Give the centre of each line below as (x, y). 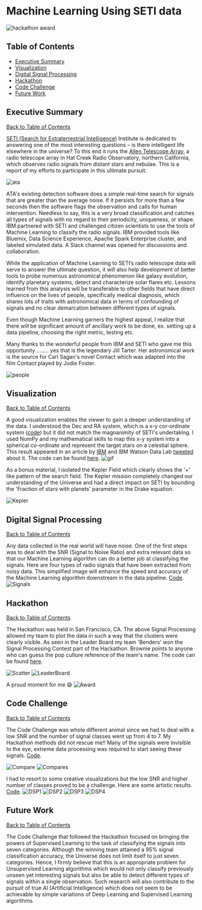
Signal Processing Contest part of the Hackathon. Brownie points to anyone (100, 648)
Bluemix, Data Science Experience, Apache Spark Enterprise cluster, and (96, 238)
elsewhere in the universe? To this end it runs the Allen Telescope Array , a (98, 151)
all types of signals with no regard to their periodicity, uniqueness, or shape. (100, 219)
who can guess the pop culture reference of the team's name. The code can (101, 655)
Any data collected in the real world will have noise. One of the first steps (97, 546)
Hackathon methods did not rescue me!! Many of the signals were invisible (99, 743)
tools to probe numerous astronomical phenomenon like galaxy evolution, (97, 276)
